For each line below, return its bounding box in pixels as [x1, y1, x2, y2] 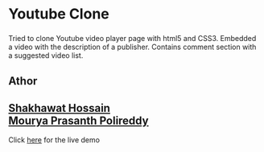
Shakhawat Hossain [8, 101, 111, 115]
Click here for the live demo [8, 135, 101, 145]
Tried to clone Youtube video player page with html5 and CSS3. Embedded [8, 34, 257, 43]
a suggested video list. [8, 51, 84, 60]
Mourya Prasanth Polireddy [8, 113, 149, 127]
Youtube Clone [8, 5, 110, 23]
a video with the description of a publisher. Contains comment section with [8, 42, 257, 52]
